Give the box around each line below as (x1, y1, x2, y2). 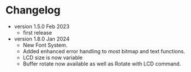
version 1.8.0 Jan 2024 (14, 35, 70, 42)
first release (22, 29, 52, 36)
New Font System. (22, 42, 68, 49)
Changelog (5, 4, 61, 17)
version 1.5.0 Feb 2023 (14, 23, 70, 30)
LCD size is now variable (22, 54, 83, 61)
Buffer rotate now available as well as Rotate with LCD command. (22, 60, 181, 67)
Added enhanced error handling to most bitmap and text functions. (22, 47, 186, 54)
